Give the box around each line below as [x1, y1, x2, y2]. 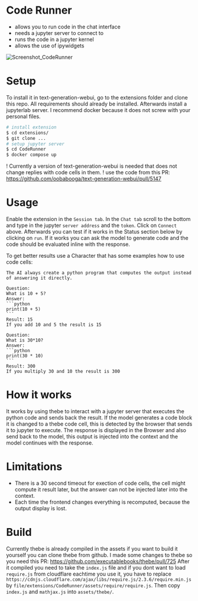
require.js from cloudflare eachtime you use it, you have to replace [6, 570, 172, 577]
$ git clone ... [6, 135, 46, 141]
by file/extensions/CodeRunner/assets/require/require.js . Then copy [6, 581, 180, 589]
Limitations [6, 460, 63, 474]
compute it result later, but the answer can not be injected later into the [14, 485, 188, 493]
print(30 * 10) [6, 353, 44, 359]
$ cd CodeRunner [6, 146, 46, 152]
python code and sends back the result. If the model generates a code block [6, 414, 193, 421]
